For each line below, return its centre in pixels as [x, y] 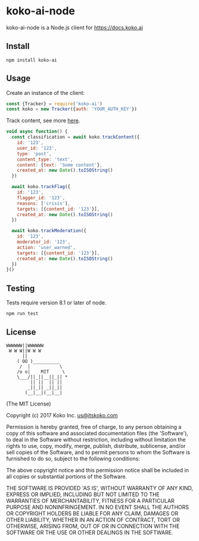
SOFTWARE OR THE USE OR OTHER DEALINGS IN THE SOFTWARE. [90, 532]
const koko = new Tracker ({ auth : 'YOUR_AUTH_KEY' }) [71, 109]
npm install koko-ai [32, 60]
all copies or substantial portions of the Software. [66, 477]
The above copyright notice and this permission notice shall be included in [97, 470]
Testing [21, 288]
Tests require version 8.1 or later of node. [56, 303]
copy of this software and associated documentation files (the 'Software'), [97, 433]
